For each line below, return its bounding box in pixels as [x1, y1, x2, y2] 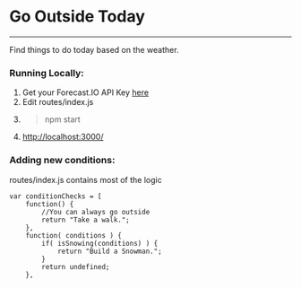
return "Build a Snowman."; [56, 247, 163, 256]
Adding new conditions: [9, 154, 116, 167]
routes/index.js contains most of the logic [9, 174, 163, 185]
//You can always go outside [41, 207, 150, 216]
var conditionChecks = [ [9, 191, 102, 201]
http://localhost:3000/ [21, 132, 104, 143]
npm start [44, 114, 81, 125]
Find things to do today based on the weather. [9, 44, 179, 55]
